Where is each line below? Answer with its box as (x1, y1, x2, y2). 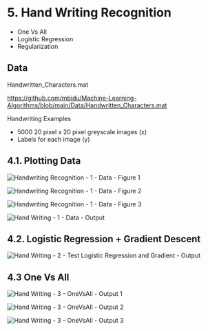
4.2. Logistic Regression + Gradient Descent (7, 233, 201, 245)
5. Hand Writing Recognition (7, 5, 172, 21)
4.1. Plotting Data (7, 155, 81, 167)
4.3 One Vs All (7, 271, 70, 283)
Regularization (17, 42, 59, 50)
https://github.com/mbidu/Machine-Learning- (7, 94, 137, 102)
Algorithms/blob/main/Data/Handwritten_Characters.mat (7, 101, 167, 109)
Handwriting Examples (7, 114, 71, 122)
